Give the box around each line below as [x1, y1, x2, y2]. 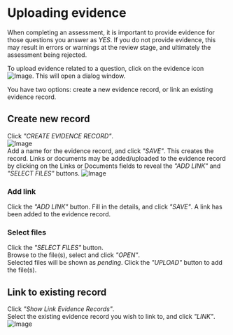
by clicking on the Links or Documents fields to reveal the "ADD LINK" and [7, 162, 221, 170]
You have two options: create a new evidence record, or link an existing [7, 85, 213, 93]
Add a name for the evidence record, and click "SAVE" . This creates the [7, 146, 214, 155]
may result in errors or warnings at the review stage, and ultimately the [7, 43, 211, 51]
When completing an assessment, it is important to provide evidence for [7, 28, 216, 37]
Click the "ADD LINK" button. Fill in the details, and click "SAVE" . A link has [7, 202, 223, 211]
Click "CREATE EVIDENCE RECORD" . [7, 131, 114, 140]
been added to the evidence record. [7, 210, 111, 218]
